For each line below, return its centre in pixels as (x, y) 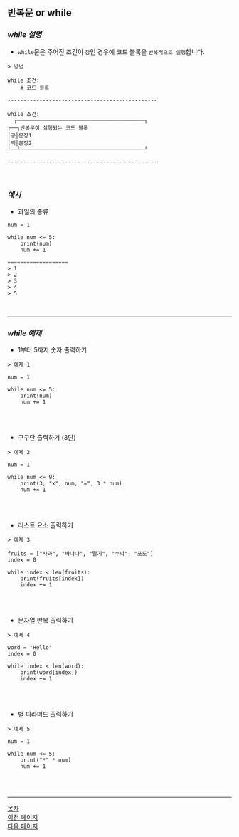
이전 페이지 (23, 818)
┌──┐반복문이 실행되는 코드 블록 (48, 128)
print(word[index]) (49, 673)
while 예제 (25, 333)
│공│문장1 (20, 135)
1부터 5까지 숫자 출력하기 (52, 350)
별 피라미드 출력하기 (45, 715)
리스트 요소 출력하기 (45, 525)
